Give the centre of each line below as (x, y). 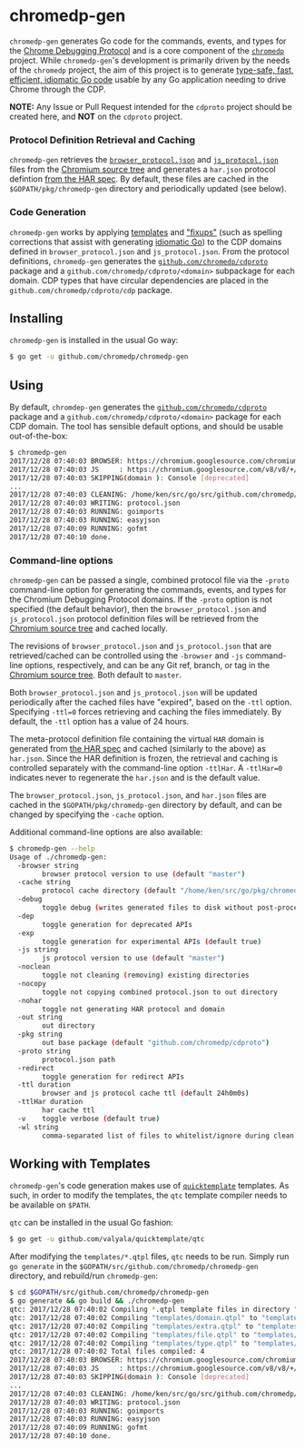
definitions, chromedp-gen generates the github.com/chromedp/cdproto (139, 261)
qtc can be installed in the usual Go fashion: (92, 1223)
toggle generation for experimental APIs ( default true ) (152, 941)
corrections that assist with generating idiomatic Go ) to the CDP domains (146, 241)
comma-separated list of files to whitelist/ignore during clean (168, 1136)
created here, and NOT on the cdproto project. (96, 116)
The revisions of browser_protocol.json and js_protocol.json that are (141, 646)
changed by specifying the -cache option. (87, 814)
